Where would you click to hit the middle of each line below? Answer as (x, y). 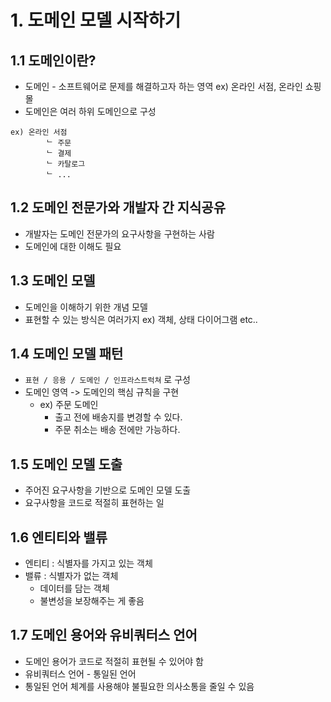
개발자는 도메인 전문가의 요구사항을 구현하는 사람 (119, 233)
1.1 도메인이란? (53, 60)
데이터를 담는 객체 (74, 588)
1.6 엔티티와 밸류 (59, 537)
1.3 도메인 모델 (53, 281)
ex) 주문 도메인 (69, 405)
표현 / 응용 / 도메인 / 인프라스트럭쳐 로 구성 (107, 380)
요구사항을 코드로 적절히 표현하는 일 (94, 503)
